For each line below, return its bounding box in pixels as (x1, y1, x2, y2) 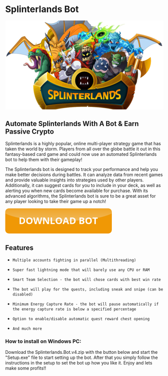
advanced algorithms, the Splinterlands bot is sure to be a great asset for (5, 193, 156, 199)
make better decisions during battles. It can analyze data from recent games (5, 172, 163, 178)
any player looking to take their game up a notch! (5, 199, 106, 205)
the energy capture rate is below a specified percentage (12, 307, 136, 312)
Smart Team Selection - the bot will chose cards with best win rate (12, 277, 161, 283)
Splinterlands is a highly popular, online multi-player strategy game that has (5, 141, 161, 147)
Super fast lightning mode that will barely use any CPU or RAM (12, 267, 150, 272)
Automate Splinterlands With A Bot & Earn (5, 119, 139, 128)
